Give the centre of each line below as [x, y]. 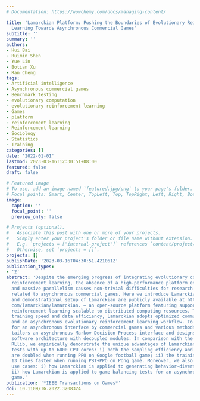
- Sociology [21, 134]
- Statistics [22, 139]
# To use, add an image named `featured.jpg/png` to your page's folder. [100, 189]
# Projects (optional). [36, 228]
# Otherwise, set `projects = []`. [53, 250]
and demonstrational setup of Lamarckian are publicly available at [98, 299]
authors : [17, 45]
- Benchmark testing [32, 95]
